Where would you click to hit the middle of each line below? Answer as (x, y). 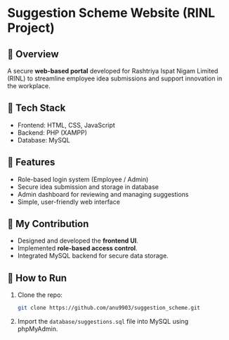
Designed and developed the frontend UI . (78, 241)
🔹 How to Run (37, 278)
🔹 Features (31, 163)
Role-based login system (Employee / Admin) (83, 179)
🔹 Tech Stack (37, 108)
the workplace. (29, 86)
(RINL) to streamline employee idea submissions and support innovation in (115, 78)
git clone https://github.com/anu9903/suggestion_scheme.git (109, 308)
